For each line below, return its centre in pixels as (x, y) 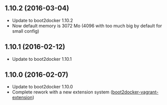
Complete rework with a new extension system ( (62, 92)
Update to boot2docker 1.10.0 (42, 87)
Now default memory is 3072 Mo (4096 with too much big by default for (87, 26)
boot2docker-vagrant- (135, 92)
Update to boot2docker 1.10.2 (42, 20)
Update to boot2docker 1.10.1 (42, 59)
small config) (25, 31)
